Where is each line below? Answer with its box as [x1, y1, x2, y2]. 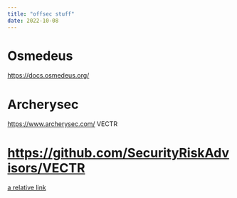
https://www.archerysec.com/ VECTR [7, 120, 118, 128]
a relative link [7, 183, 46, 192]
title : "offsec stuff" [7, 10, 75, 18]
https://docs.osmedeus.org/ [7, 71, 90, 80]
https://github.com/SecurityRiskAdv [7, 145, 230, 161]
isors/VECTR [7, 160, 85, 176]
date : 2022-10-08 [7, 17, 59, 24]
